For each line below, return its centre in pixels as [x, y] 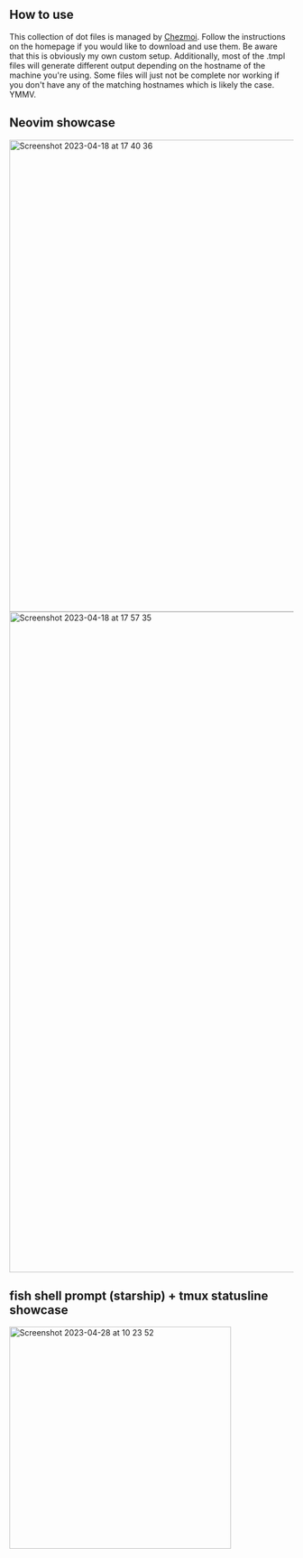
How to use [41, 15]
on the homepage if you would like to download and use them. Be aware [143, 46]
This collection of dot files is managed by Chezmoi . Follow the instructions [147, 36]
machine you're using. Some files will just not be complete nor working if [144, 75]
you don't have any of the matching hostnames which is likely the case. [142, 84]
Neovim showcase [62, 123]
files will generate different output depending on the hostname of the [138, 65]
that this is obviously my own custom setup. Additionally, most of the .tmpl [147, 56]
